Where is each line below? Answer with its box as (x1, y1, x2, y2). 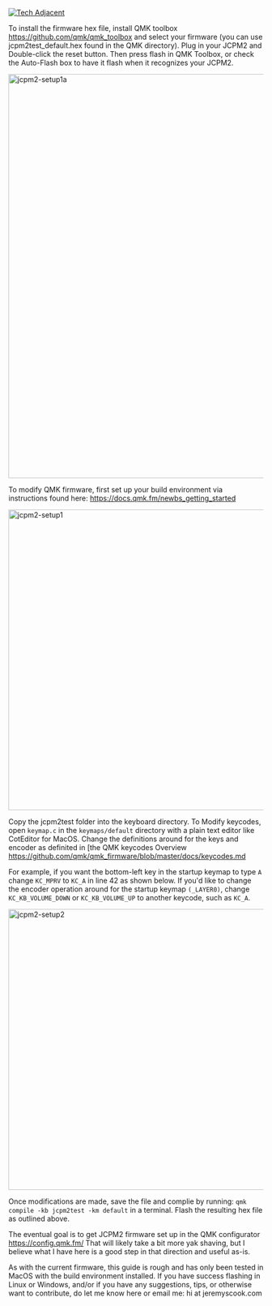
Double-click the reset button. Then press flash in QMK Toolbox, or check (8, 49, 255, 58)
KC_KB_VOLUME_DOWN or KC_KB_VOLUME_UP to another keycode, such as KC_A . (8, 893, 251, 902)
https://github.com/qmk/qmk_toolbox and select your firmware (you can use (8, 32, 263, 41)
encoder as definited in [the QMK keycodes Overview (8, 843, 188, 852)
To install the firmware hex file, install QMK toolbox (8, 24, 178, 32)
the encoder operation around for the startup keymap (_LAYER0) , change (8, 884, 250, 894)
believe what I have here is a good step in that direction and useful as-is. (8, 1247, 251, 1257)
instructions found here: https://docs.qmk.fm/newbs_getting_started (8, 493, 236, 503)
